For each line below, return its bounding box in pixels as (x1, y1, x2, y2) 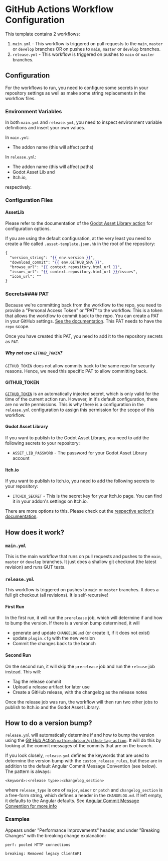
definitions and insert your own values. (5, 125, 85, 131)
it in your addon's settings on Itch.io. (12, 498, 88, 504)
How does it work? (5, 528, 65, 536)
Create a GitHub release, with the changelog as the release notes (12, 689, 147, 695)
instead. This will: (5, 668, 41, 675)
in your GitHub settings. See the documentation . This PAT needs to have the (5, 318, 162, 324)
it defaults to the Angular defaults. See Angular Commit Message (5, 798, 139, 804)
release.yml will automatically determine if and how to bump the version (5, 732, 154, 738)
